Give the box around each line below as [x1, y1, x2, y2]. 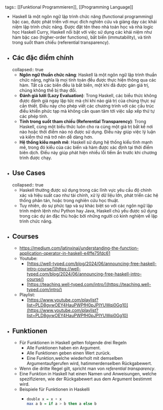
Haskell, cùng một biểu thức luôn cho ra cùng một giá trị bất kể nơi [19, 123, 153, 129]
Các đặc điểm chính [12, 54, 74, 62]
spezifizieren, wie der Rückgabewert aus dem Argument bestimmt [19, 376, 152, 382]
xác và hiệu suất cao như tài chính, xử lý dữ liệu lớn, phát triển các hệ [19, 192, 159, 198]
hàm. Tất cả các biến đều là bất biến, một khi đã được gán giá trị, [19, 82, 149, 88]
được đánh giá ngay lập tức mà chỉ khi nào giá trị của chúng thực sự [19, 98, 156, 103]
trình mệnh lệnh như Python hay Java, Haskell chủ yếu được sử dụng [19, 207, 158, 214]
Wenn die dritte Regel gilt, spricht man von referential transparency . [19, 366, 156, 371]
